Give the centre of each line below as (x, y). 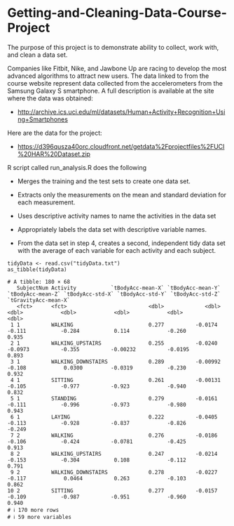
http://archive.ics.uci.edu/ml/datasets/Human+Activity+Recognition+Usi (121, 112)
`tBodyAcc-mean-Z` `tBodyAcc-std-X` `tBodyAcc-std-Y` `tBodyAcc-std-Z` (114, 294)
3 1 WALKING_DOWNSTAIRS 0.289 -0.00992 (115, 362)
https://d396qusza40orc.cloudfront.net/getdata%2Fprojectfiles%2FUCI (121, 146)
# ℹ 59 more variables (40, 517)
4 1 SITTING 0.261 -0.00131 (115, 380)
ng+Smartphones (43, 119)
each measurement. (46, 202)
